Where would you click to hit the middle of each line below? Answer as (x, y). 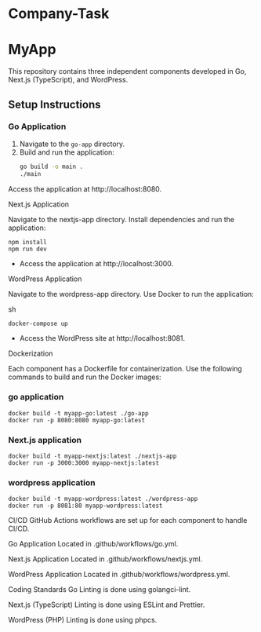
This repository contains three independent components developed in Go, (127, 71)
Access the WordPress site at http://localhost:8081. (102, 338)
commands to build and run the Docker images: (85, 377)
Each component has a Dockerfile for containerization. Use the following (125, 368)
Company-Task (59, 14)
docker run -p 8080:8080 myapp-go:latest (77, 420)
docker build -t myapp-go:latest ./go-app (78, 413)
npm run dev (27, 249)
